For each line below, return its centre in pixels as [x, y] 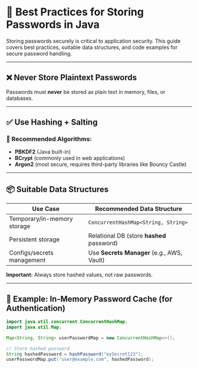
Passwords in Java [53, 25]
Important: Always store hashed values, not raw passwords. [80, 275]
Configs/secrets [32, 253]
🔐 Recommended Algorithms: [49, 139]
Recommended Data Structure [139, 209]
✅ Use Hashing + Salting [52, 123]
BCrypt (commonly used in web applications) [70, 158]
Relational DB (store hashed [127, 236]
